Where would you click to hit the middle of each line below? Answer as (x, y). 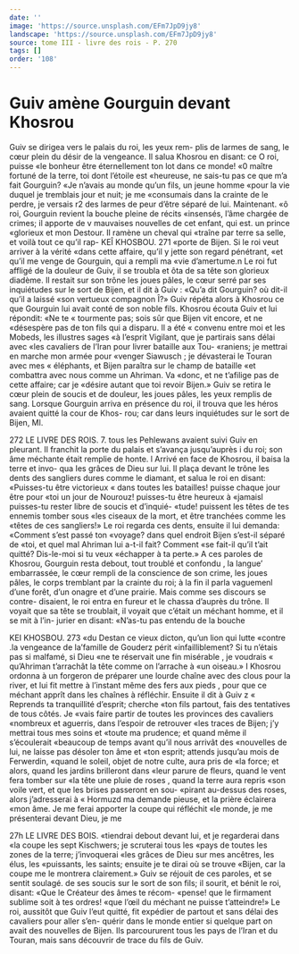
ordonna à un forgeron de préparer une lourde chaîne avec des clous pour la (150, 675)
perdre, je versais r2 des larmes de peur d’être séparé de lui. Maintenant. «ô (149, 204)
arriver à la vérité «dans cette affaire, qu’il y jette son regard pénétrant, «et (146, 251)
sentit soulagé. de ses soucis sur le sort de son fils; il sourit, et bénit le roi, (145, 882)
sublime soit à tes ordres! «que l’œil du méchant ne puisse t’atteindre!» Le (145, 902)
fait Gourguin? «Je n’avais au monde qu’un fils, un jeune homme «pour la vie (149, 185)
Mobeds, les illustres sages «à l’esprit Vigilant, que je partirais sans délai (142, 337)
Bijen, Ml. (26, 422)
